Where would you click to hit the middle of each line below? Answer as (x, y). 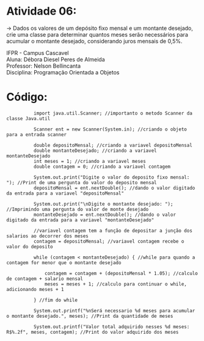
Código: (27, 97)
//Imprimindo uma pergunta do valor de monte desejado (78, 209)
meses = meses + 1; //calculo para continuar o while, (116, 284)
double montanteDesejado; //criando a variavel (95, 151)
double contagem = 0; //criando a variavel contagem (102, 167)
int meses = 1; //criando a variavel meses (90, 161)
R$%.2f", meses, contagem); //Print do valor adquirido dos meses (93, 332)
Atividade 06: (42, 11)
